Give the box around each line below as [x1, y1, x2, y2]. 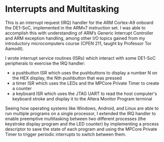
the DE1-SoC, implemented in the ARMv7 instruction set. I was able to [5, 24, 146, 30]
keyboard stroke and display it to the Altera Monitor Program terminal [12, 95, 152, 101]
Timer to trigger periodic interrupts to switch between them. [5, 131, 127, 137]
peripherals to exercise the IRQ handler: [5, 60, 85, 66]
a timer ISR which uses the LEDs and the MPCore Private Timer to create [12, 80, 160, 86]
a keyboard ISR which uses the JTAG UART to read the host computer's [12, 91, 157, 96]
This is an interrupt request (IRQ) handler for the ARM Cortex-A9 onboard [5, 20, 154, 25]
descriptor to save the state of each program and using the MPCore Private [5, 126, 158, 132]
